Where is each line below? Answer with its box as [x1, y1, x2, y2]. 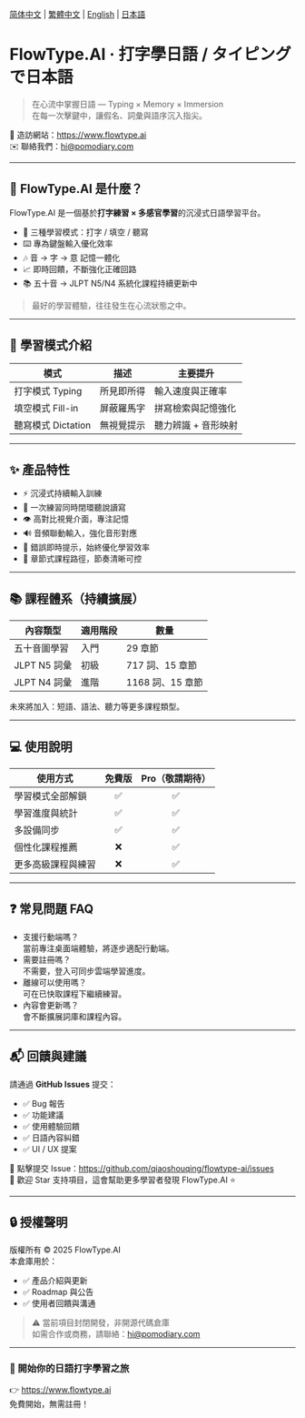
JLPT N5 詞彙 [14, 659, 73, 672]
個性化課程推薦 [14, 841, 79, 854]
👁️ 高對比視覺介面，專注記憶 [22, 513, 129, 524]
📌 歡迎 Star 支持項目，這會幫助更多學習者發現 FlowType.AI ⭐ [9, 1174, 236, 1185]
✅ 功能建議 [22, 1109, 64, 1120]
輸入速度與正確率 [153, 384, 228, 397]
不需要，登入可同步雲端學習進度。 [22, 965, 151, 977]
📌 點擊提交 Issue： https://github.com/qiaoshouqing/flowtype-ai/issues [9, 1162, 274, 1173]
